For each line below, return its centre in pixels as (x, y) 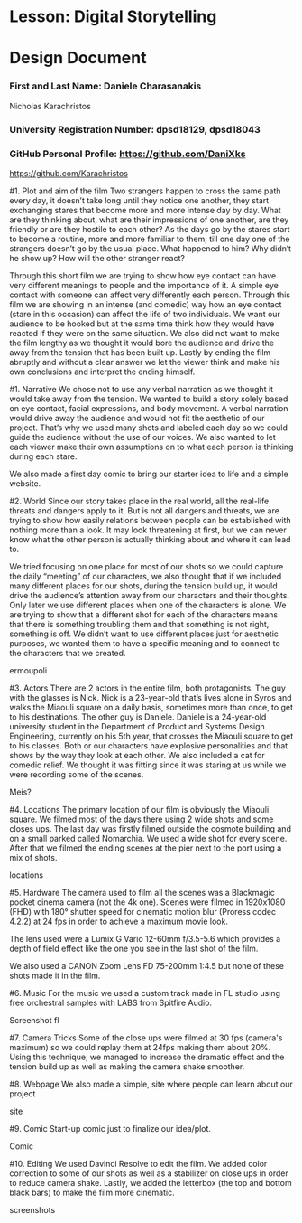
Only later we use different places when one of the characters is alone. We (148, 605)
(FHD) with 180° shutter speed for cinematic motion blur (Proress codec (143, 911)
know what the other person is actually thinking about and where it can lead (150, 539)
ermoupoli (28, 670)
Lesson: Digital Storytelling (113, 17)
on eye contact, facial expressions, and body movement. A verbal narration (149, 408)
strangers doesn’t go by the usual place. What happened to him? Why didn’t (150, 248)
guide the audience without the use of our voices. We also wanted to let (143, 437)
